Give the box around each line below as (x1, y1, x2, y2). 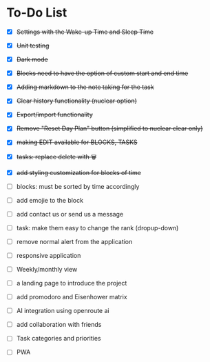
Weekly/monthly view (16, 265, 78, 273)
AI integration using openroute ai (16, 307, 109, 315)
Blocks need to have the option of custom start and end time (16, 69, 189, 77)
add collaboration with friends (16, 321, 102, 329)
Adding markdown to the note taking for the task (16, 83, 154, 91)
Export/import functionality (16, 110, 94, 119)
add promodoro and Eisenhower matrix (16, 293, 128, 301)
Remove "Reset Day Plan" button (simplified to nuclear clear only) (16, 124, 204, 132)
